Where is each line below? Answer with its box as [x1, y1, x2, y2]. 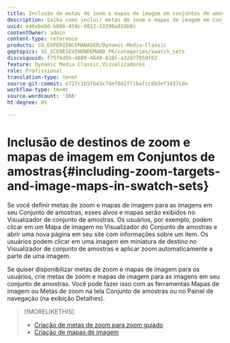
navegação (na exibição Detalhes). [7, 294, 105, 302]
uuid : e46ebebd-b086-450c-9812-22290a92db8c [7, 23, 136, 29]
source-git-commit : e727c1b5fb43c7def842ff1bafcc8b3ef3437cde [7, 80, 188, 87]
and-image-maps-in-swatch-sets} [7, 179, 209, 194]
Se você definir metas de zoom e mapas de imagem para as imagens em [7, 201, 213, 209]
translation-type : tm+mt [7, 73, 78, 81]
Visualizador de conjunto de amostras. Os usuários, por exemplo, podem [7, 215, 213, 223]
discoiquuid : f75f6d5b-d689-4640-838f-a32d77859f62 [7, 55, 157, 62]
